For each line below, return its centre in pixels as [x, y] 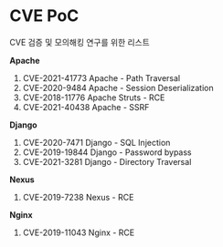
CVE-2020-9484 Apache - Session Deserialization [118, 87]
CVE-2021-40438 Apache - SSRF [86, 107]
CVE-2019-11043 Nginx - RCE [79, 232]
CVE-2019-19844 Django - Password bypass [107, 152]
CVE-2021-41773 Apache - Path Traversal [101, 77]
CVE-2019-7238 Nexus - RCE [78, 197]
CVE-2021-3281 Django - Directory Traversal [107, 161]
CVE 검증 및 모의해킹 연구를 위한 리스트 [80, 42]
